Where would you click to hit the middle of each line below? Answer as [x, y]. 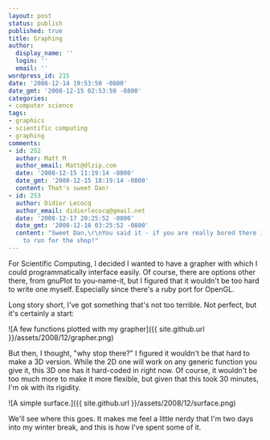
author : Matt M [41, 158]
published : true [35, 31]
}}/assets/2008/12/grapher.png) [61, 337]
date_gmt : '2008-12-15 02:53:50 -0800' [75, 91]
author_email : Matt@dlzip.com [66, 166]
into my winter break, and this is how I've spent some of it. [105, 427]
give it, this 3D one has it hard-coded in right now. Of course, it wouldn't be [133, 370]
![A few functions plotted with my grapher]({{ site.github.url [106, 329]
